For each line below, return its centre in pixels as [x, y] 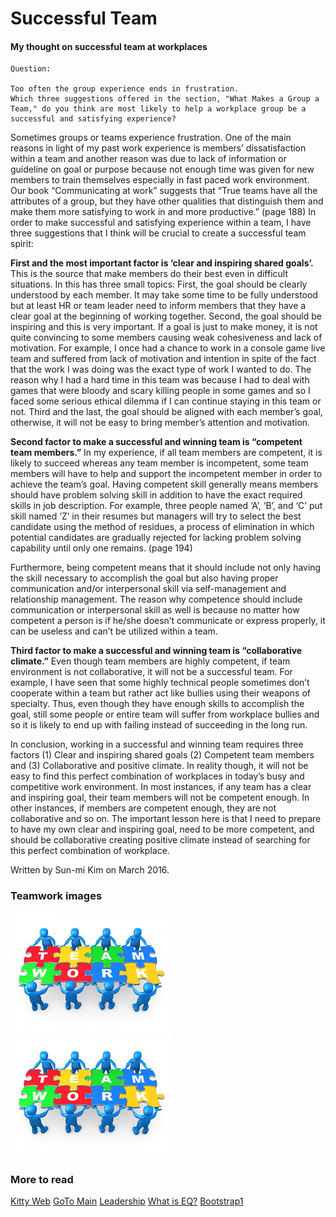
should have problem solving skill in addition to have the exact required [156, 495]
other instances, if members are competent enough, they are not [143, 808]
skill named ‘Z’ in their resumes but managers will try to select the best [156, 516]
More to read [42, 1179]
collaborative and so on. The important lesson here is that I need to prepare [166, 819]
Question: [31, 69]
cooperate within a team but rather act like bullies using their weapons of [160, 693]
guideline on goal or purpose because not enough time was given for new [162, 169]
